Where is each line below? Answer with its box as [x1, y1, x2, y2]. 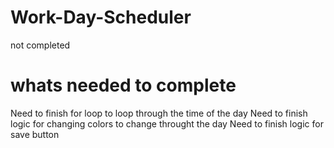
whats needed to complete [10, 74, 237, 97]
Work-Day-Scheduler [10, 6, 192, 29]
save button [10, 128, 60, 140]
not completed [10, 39, 71, 51]
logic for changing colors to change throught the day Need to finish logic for [10, 117, 324, 130]
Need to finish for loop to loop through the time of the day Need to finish [10, 107, 308, 119]
